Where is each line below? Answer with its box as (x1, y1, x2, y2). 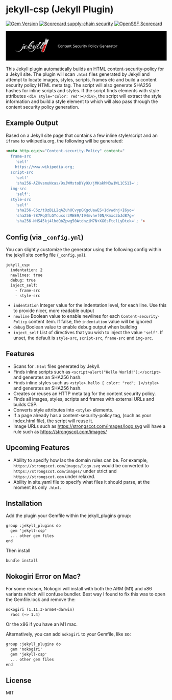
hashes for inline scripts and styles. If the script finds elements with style (6, 88, 160, 94)
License (6, 676, 32, 685)
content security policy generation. (6, 104, 80, 110)
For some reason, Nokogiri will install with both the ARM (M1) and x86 (6, 586, 152, 592)
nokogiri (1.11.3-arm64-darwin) (6, 607, 75, 612)
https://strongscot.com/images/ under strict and (13, 468, 117, 474)
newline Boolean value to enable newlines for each (13, 313, 120, 319)
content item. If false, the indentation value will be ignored (28, 318, 152, 324)
